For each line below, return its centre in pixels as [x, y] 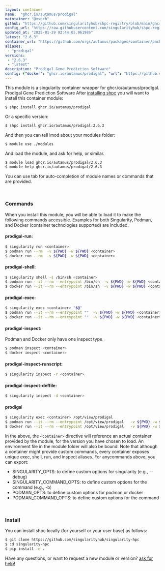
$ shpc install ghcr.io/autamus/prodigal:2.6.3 [55, 125]
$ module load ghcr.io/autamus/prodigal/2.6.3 [54, 162]
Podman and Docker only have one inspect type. [55, 339]
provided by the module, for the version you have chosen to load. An [74, 441]
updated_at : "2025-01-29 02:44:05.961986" [49, 32]
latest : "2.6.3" [22, 37]
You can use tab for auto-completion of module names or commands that [79, 176]
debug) [20, 477]
